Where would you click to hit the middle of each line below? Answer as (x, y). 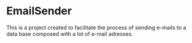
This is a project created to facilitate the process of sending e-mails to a (96, 27)
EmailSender (39, 11)
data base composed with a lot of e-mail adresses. (70, 33)
